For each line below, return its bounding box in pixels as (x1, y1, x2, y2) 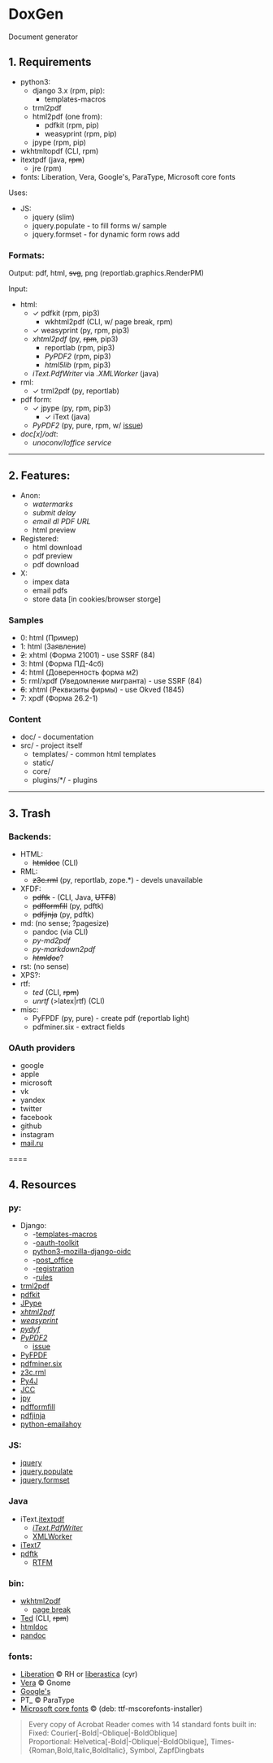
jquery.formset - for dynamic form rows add (32, 229, 180, 239)
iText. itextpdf (19, 1513, 65, 1524)
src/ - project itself (19, 740, 83, 750)
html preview (32, 525, 76, 535)
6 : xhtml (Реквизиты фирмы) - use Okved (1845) (19, 684, 184, 695)
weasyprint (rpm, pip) (44, 128, 118, 138)
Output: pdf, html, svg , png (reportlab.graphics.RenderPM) (8, 268, 205, 278)
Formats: (8, 250, 45, 261)
